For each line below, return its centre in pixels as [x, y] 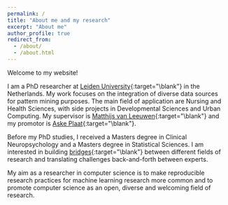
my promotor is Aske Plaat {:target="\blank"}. [72, 123]
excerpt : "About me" [37, 27]
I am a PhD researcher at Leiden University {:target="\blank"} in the [104, 86]
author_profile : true [39, 33]
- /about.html [34, 53]
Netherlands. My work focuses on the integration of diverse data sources [113, 93]
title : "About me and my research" [59, 20]
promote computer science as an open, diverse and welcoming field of [109, 188]
